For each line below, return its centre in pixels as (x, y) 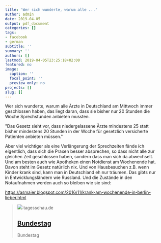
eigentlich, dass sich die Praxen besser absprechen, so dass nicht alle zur (80, 151)
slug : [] (14, 92)
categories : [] (21, 28)
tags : (11, 33)
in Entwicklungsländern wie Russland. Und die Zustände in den (69, 177)
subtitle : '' (18, 46)
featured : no (18, 65)
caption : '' (22, 74)
